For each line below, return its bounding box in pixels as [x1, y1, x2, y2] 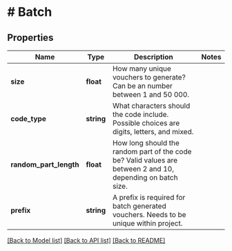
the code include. [113, 110, 169, 119]
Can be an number [113, 81, 173, 91]
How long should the [113, 138, 180, 147]
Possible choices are [113, 118, 180, 128]
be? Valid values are [113, 156, 178, 165]
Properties [7, 32, 54, 44]
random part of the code [113, 147, 192, 156]
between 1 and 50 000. [113, 90, 190, 99]
